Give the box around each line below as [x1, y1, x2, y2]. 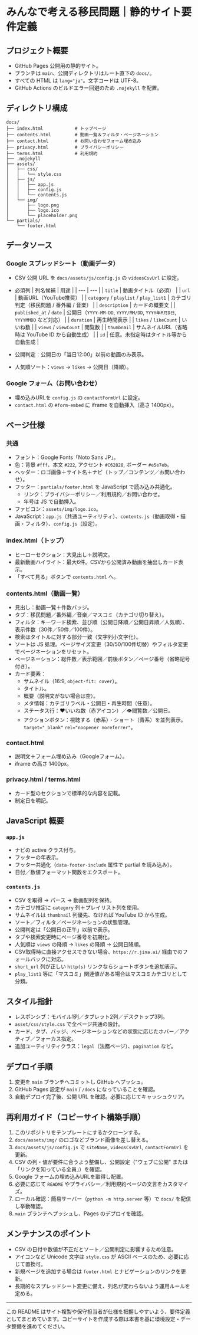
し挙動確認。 [14, 1203, 46, 1210]
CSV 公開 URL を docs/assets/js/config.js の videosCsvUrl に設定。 [14, 274, 183, 281]
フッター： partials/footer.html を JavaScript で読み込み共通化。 [14, 483, 176, 490]
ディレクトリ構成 [6, 103, 68, 113]
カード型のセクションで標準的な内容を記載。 [14, 789, 124, 796]
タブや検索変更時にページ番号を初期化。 [14, 933, 113, 940]
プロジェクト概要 [6, 45, 68, 55]
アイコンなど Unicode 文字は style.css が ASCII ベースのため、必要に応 [14, 1253, 190, 1260]
